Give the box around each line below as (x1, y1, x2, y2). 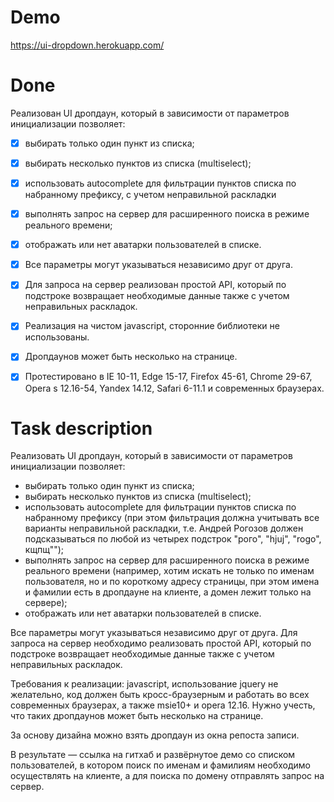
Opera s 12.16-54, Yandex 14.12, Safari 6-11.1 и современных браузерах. (24, 382, 325, 394)
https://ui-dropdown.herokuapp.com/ (10, 39, 165, 51)
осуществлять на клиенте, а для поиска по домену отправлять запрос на (10, 770, 325, 782)
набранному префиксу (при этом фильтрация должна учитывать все (24, 512, 320, 524)
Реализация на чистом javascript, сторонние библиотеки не (24, 320, 280, 332)
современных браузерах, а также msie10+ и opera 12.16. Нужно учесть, (10, 699, 316, 711)
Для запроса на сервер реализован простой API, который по (24, 279, 287, 291)
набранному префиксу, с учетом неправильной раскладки (24, 189, 277, 201)
